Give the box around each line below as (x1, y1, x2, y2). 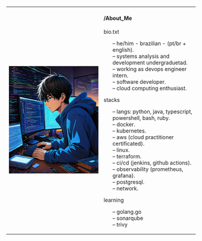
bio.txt (103, 28, 120, 35)
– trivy (112, 221, 128, 228)
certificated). (112, 140, 145, 147)
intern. (112, 72, 129, 79)
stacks (103, 96, 120, 103)
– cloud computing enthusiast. (112, 84, 187, 92)
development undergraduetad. (112, 58, 188, 66)
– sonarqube (112, 214, 144, 222)
